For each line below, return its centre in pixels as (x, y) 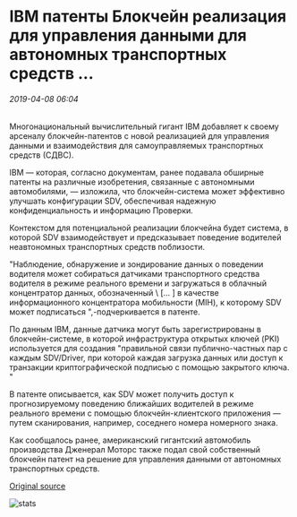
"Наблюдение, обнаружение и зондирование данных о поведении (136, 264)
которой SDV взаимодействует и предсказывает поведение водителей (145, 237)
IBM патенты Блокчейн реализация (148, 17)
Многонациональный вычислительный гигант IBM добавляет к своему (144, 126)
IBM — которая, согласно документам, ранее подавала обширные (136, 173)
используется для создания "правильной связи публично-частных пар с (148, 349)
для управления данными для (128, 35)
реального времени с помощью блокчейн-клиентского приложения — (145, 413)
